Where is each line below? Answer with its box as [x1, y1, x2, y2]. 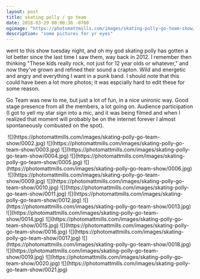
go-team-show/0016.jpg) [6, 228, 68, 236]
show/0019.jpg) [6, 253, 45, 261]
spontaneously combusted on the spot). [6, 122, 104, 129]
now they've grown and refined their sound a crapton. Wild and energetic [6, 66, 186, 73]
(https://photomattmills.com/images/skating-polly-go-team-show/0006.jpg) [6, 165, 192, 173]
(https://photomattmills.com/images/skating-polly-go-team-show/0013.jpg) [6, 203, 192, 210]
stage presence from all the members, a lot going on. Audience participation [6, 103, 193, 110]
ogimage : [6, 25, 28, 32]
